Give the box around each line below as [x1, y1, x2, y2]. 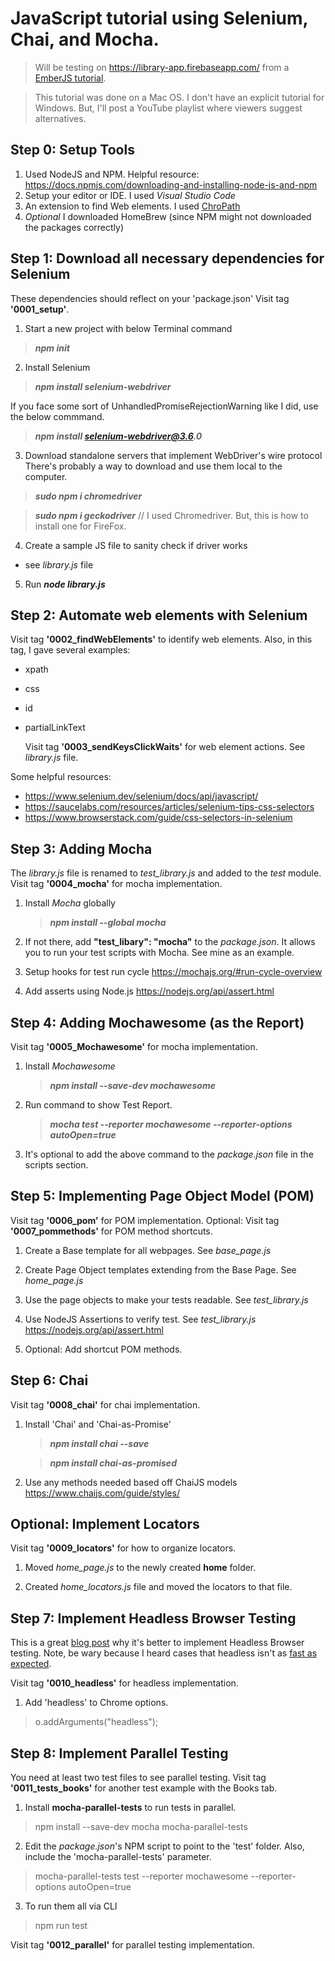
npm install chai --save [49, 1437, 150, 1449]
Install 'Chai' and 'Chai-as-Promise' [24, 1418, 172, 1430]
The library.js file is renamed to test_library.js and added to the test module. [10, 867, 322, 879]
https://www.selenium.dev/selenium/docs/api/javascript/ [24, 790, 259, 802]
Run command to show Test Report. [24, 1099, 173, 1111]
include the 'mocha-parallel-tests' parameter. [24, 1851, 212, 1863]
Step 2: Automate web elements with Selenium [10, 607, 308, 624]
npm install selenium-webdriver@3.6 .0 [34, 430, 203, 442]
